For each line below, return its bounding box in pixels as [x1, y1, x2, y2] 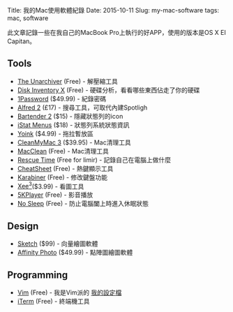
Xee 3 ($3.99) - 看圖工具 [17, 181, 84, 191]
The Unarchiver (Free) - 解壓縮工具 [17, 77, 119, 85]
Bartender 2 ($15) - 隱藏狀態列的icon [17, 112, 123, 120]
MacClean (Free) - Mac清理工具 [17, 147, 110, 155]
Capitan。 [7, 37, 36, 45]
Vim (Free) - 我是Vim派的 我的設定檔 [17, 288, 122, 297]
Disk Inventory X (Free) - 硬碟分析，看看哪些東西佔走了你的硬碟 [17, 86, 200, 94]
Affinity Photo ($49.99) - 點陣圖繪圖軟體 [17, 248, 133, 257]
